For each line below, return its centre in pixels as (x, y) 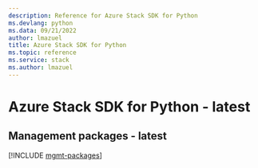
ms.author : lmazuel (41, 68)
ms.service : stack (39, 61)
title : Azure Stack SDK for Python (67, 45)
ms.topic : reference (43, 53)
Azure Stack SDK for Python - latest (129, 106)
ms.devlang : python (41, 23)
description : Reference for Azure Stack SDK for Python (103, 16)
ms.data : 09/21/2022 (43, 30)
